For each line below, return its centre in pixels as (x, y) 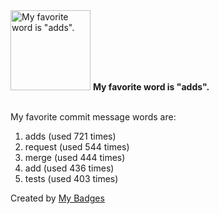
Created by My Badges (57, 198)
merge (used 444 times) (75, 157)
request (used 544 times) (77, 147)
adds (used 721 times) (70, 136)
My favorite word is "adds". (151, 87)
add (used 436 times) (69, 168)
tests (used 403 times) (71, 178)
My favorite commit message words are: (93, 117)
